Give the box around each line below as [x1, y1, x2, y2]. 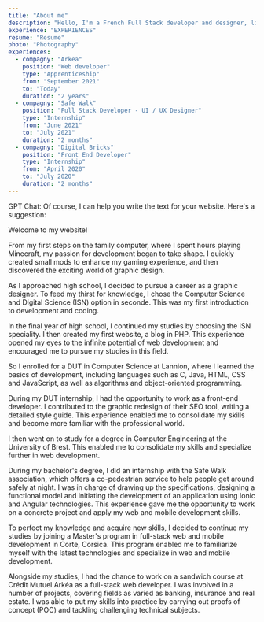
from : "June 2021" [22, 121, 82, 129]
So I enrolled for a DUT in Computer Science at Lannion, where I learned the [8, 361, 255, 371]
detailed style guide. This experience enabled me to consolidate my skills [8, 410, 245, 420]
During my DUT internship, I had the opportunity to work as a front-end [8, 393, 238, 402]
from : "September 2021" [22, 77, 101, 85]
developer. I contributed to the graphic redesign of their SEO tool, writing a [8, 402, 250, 411]
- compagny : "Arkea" [15, 56, 82, 64]
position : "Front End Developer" [22, 150, 132, 158]
